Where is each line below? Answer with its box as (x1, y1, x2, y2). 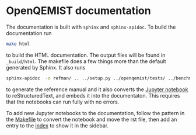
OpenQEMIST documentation (6, 4, 151, 18)
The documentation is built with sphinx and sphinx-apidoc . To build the (6, 23, 176, 30)
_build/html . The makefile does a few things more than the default (6, 57, 166, 65)
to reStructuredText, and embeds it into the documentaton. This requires (6, 92, 180, 99)
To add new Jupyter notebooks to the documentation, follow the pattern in (6, 109, 185, 116)
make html (6, 41, 30, 47)
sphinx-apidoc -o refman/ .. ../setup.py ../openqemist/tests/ (6, 75, 166, 81)
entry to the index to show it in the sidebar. (6, 122, 109, 129)
